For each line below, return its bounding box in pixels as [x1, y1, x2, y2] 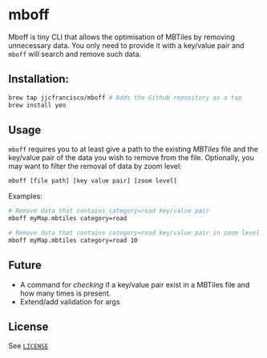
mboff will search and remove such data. [8, 49, 142, 58]
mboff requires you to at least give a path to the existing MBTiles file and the [8, 144, 259, 154]
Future [8, 259, 42, 272]
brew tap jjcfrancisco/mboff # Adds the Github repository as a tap [8, 94, 242, 102]
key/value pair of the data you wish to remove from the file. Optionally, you [8, 153, 255, 163]
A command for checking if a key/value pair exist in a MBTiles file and [19, 280, 250, 289]
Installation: [8, 72, 70, 86]
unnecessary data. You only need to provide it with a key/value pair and [8, 40, 245, 50]
